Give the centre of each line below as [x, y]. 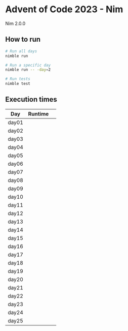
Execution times [31, 99]
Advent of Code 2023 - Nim [64, 9]
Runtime [38, 114]
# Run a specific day [28, 65]
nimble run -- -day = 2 [28, 70]
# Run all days [21, 51]
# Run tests [18, 79]
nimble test [18, 84]
